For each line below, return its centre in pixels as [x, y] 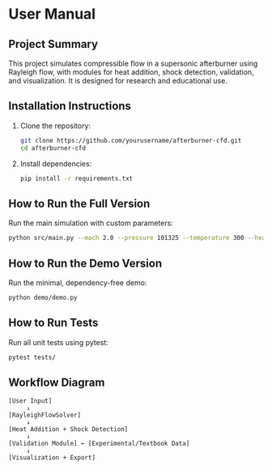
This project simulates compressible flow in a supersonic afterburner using [133, 63]
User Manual [52, 14]
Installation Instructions [70, 106]
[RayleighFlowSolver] [45, 415]
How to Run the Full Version [79, 203]
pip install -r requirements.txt [76, 178]
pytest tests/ [32, 357]
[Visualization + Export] [52, 458]
